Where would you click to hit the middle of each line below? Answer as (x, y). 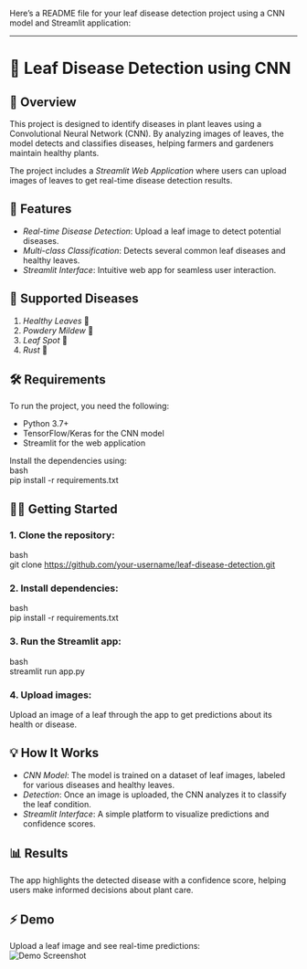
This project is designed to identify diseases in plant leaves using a (136, 124)
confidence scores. (59, 823)
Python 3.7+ (46, 424)
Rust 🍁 (35, 350)
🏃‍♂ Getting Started (64, 509)
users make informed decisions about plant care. (101, 890)
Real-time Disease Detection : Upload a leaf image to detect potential (152, 231)
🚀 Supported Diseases (74, 299)
